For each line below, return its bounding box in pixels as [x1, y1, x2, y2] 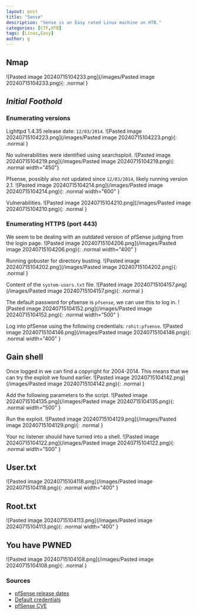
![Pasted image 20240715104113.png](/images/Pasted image [6, 517, 153, 524]
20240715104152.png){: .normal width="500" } [6, 311, 119, 318]
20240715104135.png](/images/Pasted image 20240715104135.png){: [6, 398, 175, 405]
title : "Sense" [6, 14, 44, 20]
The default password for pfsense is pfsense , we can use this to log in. [6, 298, 177, 305]
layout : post [6, 8, 38, 15]
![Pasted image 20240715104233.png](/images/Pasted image [6, 73, 155, 80]
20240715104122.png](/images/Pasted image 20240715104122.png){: [6, 439, 175, 446]
